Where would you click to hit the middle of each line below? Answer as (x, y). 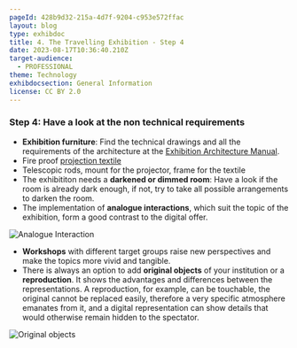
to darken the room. (58, 198)
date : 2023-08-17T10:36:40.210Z (69, 50)
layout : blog (33, 26)
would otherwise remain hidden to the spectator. (110, 317)
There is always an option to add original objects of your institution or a (153, 270)
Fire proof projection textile (71, 160)
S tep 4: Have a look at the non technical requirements (127, 122)
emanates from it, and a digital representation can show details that (145, 307)
